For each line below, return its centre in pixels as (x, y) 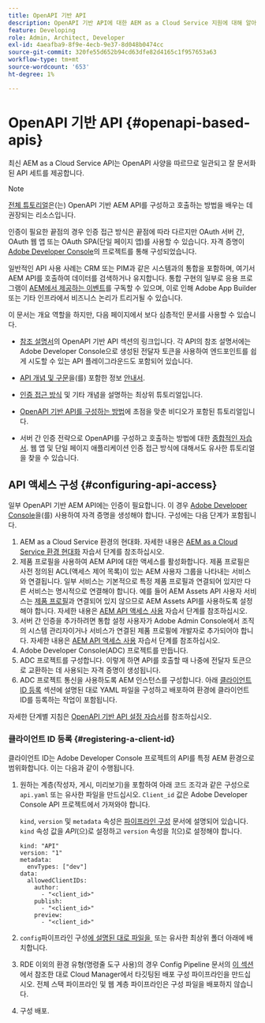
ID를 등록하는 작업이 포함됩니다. (68, 700)
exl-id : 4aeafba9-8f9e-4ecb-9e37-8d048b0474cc (86, 45)
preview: (49, 915)
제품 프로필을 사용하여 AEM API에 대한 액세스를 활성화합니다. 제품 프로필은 (134, 562)
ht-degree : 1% (32, 74)
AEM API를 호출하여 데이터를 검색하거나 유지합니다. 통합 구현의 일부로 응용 (123, 278)
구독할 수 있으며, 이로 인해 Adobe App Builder (185, 288)
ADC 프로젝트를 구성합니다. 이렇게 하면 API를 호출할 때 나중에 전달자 (125, 660)
